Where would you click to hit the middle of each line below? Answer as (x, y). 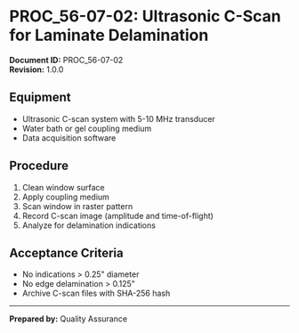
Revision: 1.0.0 (36, 69)
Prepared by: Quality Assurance (68, 319)
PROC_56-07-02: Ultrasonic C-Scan (145, 16)
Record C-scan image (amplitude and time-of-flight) (117, 215)
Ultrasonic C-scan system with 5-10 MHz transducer (118, 118)
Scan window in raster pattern (77, 206)
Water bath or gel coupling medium (87, 128)
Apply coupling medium (65, 197)
